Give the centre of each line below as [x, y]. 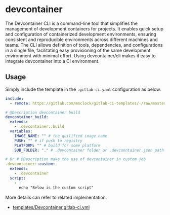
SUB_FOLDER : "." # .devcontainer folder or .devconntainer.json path [89, 150]
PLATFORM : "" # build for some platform [57, 146]
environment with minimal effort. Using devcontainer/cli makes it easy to [80, 56]
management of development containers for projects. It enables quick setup [84, 28]
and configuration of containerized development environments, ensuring [81, 34]
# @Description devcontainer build [43, 113]
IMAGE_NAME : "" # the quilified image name [61, 136]
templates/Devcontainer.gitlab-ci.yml [51, 207]
